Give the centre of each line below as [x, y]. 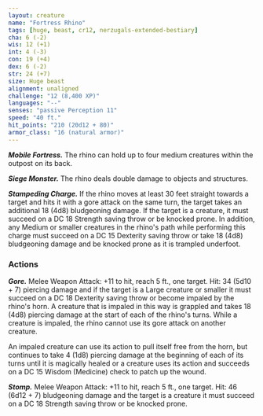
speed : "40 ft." [35, 118]
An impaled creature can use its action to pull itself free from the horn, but [128, 346]
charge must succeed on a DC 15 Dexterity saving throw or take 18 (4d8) [126, 235]
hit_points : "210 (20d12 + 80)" [61, 125]
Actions [24, 264]
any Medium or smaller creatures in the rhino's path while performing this [127, 227]
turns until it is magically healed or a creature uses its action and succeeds [129, 363]
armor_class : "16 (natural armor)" [66, 132]
